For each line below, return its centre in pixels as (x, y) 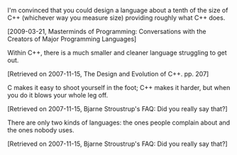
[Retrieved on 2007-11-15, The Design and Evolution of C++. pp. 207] (108, 74)
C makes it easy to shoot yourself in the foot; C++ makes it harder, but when (119, 87)
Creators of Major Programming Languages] (72, 39)
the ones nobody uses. (41, 130)
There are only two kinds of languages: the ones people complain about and (119, 122)
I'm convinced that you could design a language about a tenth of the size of (118, 10)
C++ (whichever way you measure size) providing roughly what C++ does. (116, 18)
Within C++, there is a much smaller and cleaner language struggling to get (117, 53)
